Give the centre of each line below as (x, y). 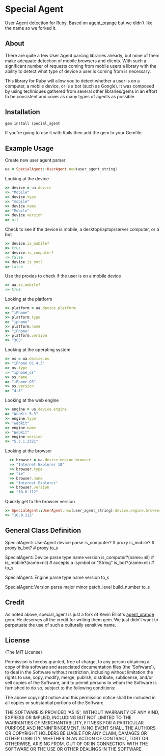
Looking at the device (27, 179)
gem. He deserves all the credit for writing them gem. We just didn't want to (82, 619)
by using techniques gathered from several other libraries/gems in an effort (81, 91)
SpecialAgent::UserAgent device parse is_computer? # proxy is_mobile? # (80, 542)
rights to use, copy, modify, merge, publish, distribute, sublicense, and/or (79, 677)
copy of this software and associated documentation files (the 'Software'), (80, 667)
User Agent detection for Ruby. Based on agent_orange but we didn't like (79, 23)
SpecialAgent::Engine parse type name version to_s (57, 577)
